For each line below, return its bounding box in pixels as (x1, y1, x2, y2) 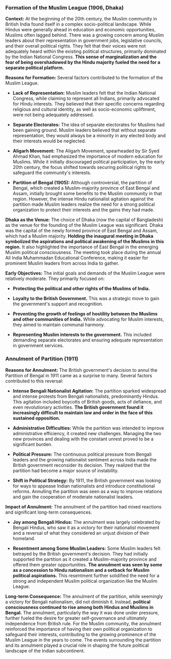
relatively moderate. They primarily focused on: (5, 275, 105, 282)
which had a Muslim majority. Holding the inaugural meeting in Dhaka (5, 233, 154, 239)
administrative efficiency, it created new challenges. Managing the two (12, 430, 162, 436)
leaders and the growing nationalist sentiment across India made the (12, 456, 157, 462)
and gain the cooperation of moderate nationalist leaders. (12, 494, 134, 500)
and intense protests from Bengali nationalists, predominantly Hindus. (12, 393, 159, 399)
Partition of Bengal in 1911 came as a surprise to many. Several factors (5, 372, 152, 378)
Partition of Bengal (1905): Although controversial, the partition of (12, 180, 152, 186)
